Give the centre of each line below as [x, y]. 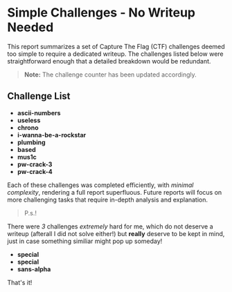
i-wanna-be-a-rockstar [52, 135]
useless [29, 120]
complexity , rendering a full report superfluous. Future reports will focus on [115, 192]
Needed [30, 27]
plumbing [32, 142]
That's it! [20, 282]
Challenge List [39, 96]
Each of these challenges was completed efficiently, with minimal [100, 185]
